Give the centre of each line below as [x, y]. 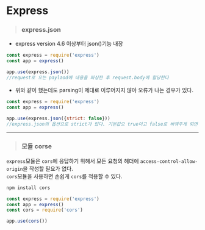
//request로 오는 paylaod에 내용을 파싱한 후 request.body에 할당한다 [88, 78]
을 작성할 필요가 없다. [48, 168]
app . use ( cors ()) [27, 221]
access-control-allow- [169, 161]
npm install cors [28, 188]
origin [15, 169]
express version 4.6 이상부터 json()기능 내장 [69, 44]
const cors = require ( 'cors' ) [45, 210]
